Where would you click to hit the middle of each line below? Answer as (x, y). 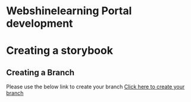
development (40, 23)
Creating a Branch (40, 72)
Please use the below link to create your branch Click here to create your (95, 87)
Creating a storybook (60, 51)
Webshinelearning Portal (69, 11)
